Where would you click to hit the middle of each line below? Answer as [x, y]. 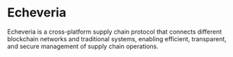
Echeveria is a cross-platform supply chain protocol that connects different [115, 32]
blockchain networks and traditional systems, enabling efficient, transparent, [117, 38]
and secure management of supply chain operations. [83, 46]
